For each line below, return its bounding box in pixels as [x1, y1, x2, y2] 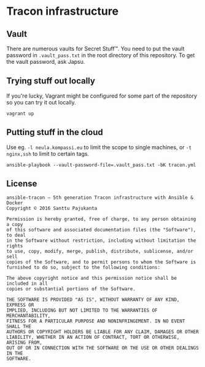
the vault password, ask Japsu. [6, 58, 85, 65]
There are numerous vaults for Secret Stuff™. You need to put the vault [6, 45, 185, 52]
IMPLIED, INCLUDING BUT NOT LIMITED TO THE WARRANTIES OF [6, 307, 158, 314]
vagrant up [6, 110, 34, 117]
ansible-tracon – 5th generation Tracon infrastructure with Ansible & [6, 195, 193, 201]
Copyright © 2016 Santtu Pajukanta [6, 206, 98, 212]
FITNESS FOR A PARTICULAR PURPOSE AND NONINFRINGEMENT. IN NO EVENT [6, 318, 185, 325]
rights [6, 243, 23, 249]
